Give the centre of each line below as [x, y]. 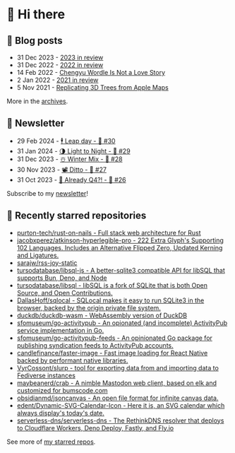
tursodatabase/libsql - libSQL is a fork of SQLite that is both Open [112, 285]
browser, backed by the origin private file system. [89, 307]
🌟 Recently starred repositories [77, 216]
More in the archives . [37, 101]
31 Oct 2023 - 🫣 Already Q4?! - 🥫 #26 [71, 180]
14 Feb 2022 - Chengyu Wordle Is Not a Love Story [91, 72]
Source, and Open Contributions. [65, 293]
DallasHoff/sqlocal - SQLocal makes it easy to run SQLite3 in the [110, 300]
